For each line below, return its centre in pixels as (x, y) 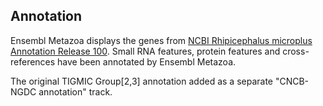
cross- (296, 51)
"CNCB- (292, 81)
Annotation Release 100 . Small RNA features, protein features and (145, 51)
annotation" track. (75, 91)
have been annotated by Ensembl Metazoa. (147, 61)
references (33, 61)
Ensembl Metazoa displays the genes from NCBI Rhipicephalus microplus (161, 40)
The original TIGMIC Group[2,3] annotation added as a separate (141, 81)
